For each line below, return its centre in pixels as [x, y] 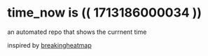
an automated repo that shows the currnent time [77, 32]
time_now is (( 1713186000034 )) [104, 13]
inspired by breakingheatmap [50, 45]
